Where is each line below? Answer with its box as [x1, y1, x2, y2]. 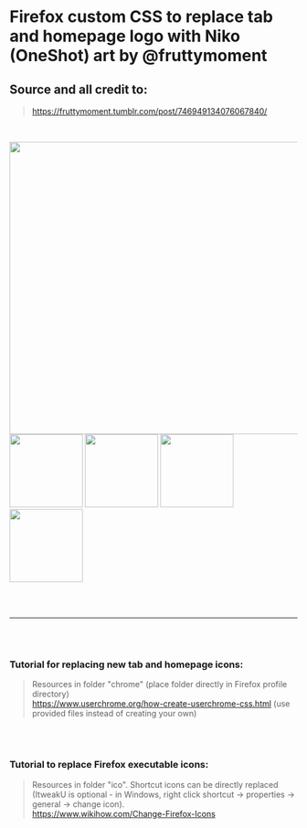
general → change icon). [31, 798, 125, 810]
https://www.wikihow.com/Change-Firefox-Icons [31, 808, 217, 819]
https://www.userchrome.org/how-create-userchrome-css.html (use [31, 698, 291, 709]
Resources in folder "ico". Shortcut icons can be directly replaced [31, 779, 279, 790]
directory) [31, 688, 70, 700]
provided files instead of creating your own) [31, 708, 197, 719]
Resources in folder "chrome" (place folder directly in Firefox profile [31, 679, 288, 690]
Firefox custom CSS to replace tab [9, 6, 274, 27]
